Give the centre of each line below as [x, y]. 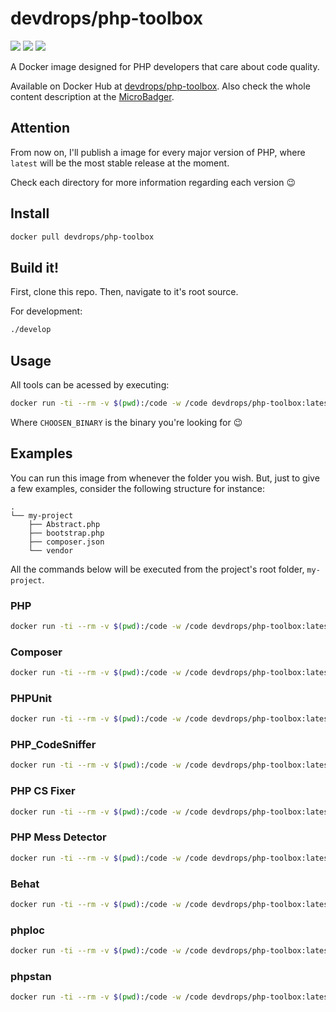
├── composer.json [66, 542]
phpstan [31, 976]
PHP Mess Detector [58, 837]
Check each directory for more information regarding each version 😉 [153, 182]
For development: [46, 311]
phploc [27, 930]
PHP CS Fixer [43, 791]
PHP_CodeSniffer [53, 745]
